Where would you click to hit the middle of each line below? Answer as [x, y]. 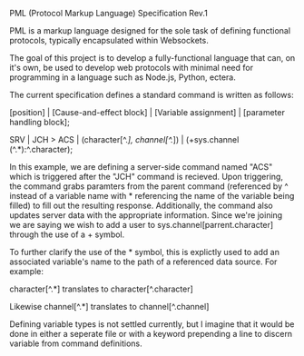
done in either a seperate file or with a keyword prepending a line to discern [151, 334]
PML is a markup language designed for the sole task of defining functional [150, 30]
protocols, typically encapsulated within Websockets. [109, 40]
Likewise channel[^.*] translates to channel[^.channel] [109, 307]
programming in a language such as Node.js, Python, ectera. [123, 77]
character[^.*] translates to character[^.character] [101, 289]
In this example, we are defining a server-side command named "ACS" [141, 167]
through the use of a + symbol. [67, 234]
